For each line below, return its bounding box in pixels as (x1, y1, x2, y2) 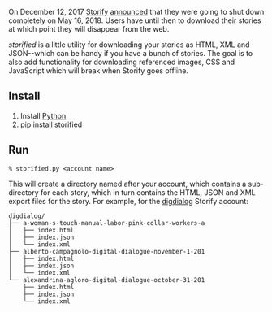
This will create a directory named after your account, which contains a (8, 179, 247, 188)
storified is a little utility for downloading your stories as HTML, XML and (8, 40, 250, 50)
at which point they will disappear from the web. (8, 24, 170, 33)
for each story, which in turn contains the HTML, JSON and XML (40, 187, 256, 197)
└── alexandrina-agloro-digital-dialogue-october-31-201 (8, 275, 205, 284)
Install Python (19, 110, 67, 120)
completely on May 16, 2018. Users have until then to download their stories (8, 15, 261, 25)
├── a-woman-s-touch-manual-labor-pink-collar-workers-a (8, 219, 205, 227)
